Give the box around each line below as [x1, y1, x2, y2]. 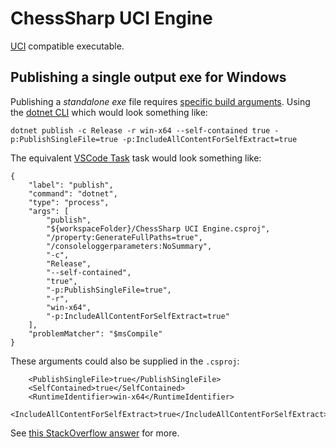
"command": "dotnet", [28, 188, 118, 199]
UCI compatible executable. [10, 40, 125, 52]
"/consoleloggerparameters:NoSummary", [46, 241, 213, 251]
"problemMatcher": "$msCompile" [28, 328, 163, 339]
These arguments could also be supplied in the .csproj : [10, 355, 240, 367]
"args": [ [28, 206, 70, 216]
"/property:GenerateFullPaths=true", [46, 232, 203, 242]
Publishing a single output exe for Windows [10, 69, 287, 86]
